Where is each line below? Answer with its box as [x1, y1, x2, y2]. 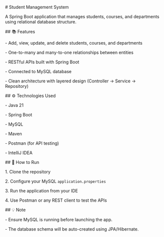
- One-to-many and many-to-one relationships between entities [5, 50, 134, 55]
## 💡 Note [5, 207, 26, 212]
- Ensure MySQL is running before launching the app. [5, 217, 113, 222]
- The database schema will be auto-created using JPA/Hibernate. [5, 226, 139, 232]
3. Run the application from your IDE [5, 188, 78, 193]
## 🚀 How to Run [5, 159, 40, 165]
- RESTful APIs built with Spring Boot [5, 59, 79, 65]
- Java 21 [5, 103, 23, 108]
